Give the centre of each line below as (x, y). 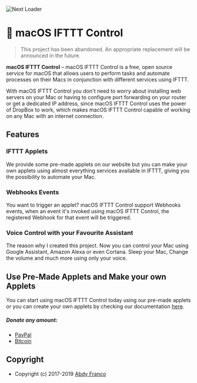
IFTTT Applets (27, 152)
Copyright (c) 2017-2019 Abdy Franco (60, 374)
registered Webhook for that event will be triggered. (69, 217)
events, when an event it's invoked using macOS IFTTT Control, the (88, 211)
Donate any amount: (32, 320)
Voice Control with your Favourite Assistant (70, 233)
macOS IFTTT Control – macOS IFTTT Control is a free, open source (89, 67)
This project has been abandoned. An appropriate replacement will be (105, 49)
